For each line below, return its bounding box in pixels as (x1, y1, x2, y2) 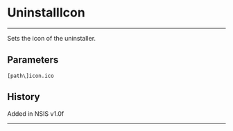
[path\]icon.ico (7, 72, 54, 79)
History (7, 91, 40, 103)
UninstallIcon (7, 5, 85, 21)
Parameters (7, 54, 59, 66)
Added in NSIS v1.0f (7, 109, 64, 118)
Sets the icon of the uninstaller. (7, 34, 96, 42)
